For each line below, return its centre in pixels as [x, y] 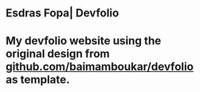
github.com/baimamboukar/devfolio [100, 67]
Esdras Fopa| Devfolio [62, 13]
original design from [58, 54]
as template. [38, 80]
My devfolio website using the [84, 41]
